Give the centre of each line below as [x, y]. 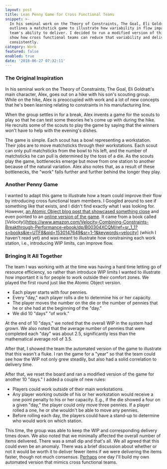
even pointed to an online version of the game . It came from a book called [81, 217]
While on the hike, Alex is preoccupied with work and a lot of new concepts [82, 100]
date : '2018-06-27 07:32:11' [35, 61]
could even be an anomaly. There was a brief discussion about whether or [81, 447]
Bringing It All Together [34, 256]
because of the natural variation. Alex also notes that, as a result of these [80, 166]
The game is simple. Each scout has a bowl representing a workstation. [78, 140]
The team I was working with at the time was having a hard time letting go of [83, 267]
